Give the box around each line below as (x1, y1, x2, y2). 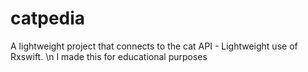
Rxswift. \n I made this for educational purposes (10, 50, 208, 62)
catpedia (10, 7, 86, 30)
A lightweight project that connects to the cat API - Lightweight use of (10, 40, 298, 52)
